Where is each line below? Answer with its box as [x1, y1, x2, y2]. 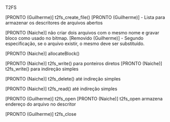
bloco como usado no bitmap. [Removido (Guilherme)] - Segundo [5, 35, 144, 41]
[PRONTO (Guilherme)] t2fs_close [5, 111, 77, 117]
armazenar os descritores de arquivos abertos [5, 20, 103, 26]
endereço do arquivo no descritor [5, 101, 76, 107]
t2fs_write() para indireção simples [5, 66, 79, 72]
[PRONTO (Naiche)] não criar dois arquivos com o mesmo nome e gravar [5, 30, 160, 35]
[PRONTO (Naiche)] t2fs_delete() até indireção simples [5, 76, 121, 82]
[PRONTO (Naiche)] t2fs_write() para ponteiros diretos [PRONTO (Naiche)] [5, 60, 162, 66]
